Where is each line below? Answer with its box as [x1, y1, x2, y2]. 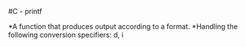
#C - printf [8, 7, 43, 16]
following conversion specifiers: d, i [8, 31, 124, 39]
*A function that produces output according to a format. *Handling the [8, 22, 238, 31]
